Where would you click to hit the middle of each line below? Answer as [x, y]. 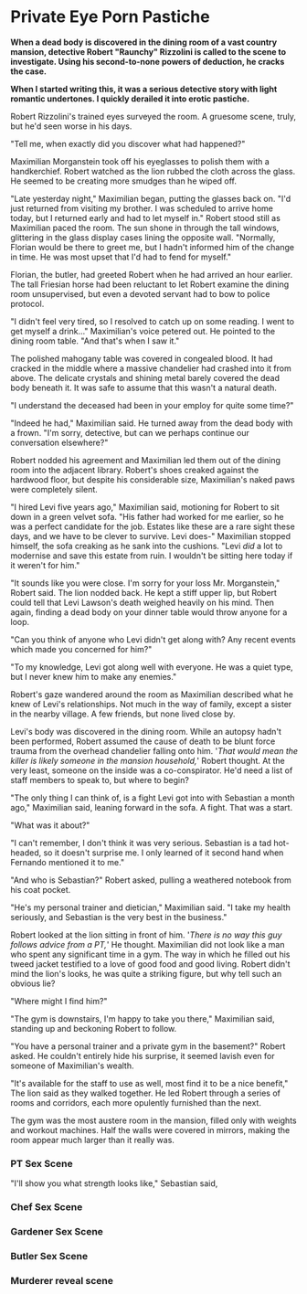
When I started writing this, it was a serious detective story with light [144, 89]
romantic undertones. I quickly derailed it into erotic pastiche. [130, 99]
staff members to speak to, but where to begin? [100, 780]
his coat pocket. [41, 889]
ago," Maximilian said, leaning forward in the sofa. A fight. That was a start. [152, 807]
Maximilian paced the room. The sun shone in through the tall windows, [145, 228]
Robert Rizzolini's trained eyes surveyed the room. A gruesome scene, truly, [153, 116]
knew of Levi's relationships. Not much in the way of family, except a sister [151, 704]
